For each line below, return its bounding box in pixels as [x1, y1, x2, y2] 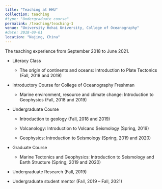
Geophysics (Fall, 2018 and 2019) [19, 96, 87, 102]
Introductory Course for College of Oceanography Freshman [12, 82, 135, 88]
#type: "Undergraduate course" [5, 16, 69, 21]
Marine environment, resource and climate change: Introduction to [19, 92, 154, 97]
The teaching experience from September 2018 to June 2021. [5, 48, 130, 54]
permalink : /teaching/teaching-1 [5, 21, 74, 26]
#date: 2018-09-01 [5, 30, 43, 35]
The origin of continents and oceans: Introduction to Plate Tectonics [19, 67, 157, 73]
